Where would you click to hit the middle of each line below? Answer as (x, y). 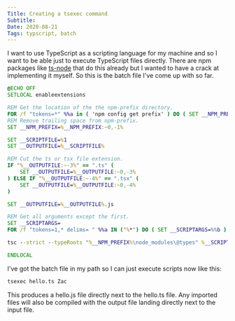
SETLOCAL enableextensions (47, 95)
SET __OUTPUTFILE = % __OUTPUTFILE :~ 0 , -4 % (78, 185)
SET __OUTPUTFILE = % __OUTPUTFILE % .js (60, 204)
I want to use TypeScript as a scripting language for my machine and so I (112, 53)
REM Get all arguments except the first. (69, 217)
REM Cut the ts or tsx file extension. (65, 159)
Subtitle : (22, 20)
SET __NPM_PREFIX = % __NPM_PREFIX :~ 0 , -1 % (65, 127)
